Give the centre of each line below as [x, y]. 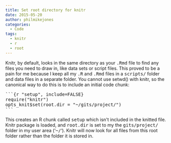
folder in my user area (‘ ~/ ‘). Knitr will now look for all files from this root [81, 130]
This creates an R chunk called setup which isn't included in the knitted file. [86, 119]
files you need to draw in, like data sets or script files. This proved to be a [83, 68]
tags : [11, 34]
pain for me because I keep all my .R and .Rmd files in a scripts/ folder [82, 74]
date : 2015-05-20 [24, 15]
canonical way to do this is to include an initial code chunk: [67, 85]
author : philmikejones [29, 19]
